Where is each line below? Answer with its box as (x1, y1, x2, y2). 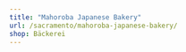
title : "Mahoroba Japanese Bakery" (9, 12, 142, 22)
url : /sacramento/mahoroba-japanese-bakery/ (9, 21, 178, 30)
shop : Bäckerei (9, 29, 66, 38)
